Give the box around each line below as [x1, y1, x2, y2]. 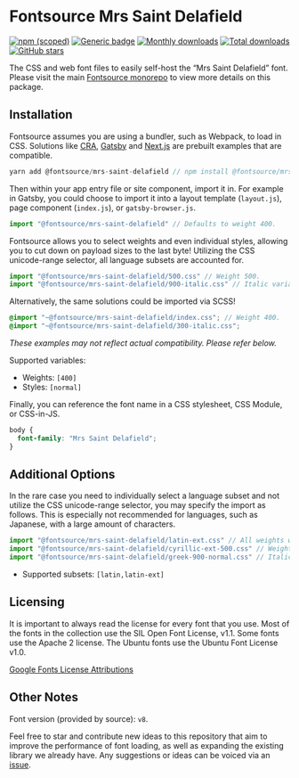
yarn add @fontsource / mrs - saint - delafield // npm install [9, 167, 229, 176]
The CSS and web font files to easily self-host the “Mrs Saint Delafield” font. [9, 62, 288, 73]
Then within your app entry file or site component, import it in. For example [9, 183, 284, 193]
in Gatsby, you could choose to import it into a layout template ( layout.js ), [9, 192, 282, 203]
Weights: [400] [21, 373, 77, 382]
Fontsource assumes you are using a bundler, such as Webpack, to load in [9, 131, 282, 142]
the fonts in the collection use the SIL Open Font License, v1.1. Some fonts [9, 627, 279, 638]
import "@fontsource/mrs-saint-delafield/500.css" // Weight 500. [9, 272, 261, 281]
